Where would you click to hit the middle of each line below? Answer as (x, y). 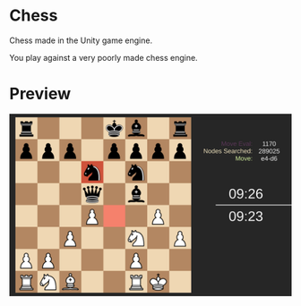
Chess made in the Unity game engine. (81, 40)
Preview (40, 94)
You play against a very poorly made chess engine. (104, 57)
